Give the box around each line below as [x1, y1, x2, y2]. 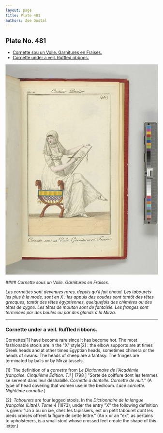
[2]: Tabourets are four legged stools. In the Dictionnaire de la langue [5, 397, 144, 403]
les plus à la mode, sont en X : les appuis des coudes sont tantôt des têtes [5, 294, 154, 300]
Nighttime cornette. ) [5, 388, 46, 394]
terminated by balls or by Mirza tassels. [5, 358, 84, 364]
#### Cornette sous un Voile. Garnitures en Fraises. [5, 279, 109, 285]
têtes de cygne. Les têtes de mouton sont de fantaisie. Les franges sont [5, 304, 149, 310]
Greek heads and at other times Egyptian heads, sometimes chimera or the [5, 348, 155, 353]
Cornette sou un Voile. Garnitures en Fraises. [12, 50, 102, 55]
